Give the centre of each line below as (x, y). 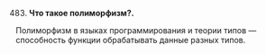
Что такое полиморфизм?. (81, 13)
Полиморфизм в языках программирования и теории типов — (136, 30)
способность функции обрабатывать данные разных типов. (131, 40)
